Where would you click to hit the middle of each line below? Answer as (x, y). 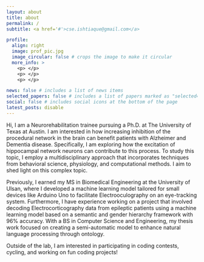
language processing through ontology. (56, 234)
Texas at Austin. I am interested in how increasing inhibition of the (89, 131)
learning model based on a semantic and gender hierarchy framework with (100, 214)
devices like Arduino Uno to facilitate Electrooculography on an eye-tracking (102, 195)
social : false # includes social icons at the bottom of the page (92, 102)
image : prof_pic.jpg (38, 51)
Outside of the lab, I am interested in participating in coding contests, (93, 246)
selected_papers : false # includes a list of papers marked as (88, 96)
